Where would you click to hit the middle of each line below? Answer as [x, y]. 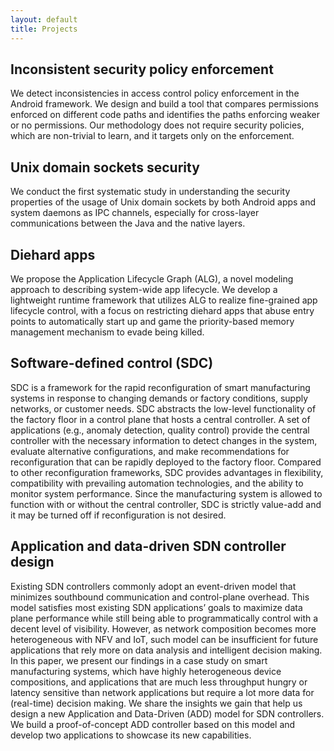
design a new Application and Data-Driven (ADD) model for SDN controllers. [167, 713]
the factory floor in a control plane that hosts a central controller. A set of [160, 419]
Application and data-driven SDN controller [148, 546]
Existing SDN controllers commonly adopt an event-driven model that [153, 586]
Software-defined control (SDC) [112, 363]
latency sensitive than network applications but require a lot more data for [162, 692]
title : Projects [44, 29]
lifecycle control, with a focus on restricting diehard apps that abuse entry [162, 310]
